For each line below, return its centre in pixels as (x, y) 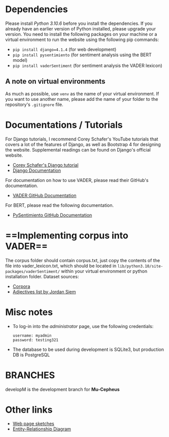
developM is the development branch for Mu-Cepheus (63, 389)
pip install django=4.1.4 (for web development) (64, 49)
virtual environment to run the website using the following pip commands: (82, 40)
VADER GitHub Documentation (44, 195)
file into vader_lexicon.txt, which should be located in (61, 266)
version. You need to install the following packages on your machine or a (81, 34)
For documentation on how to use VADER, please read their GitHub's (77, 180)
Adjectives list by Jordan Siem (44, 292)
